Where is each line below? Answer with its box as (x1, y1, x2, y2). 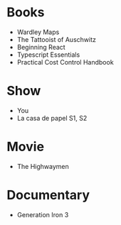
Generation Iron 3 (16, 210, 69, 219)
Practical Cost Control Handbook (16, 57, 115, 66)
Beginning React (16, 43, 65, 51)
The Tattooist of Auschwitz (16, 35, 97, 43)
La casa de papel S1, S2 (16, 114, 88, 122)
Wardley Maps (16, 28, 60, 36)
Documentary (6, 187, 90, 203)
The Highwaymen (16, 162, 69, 170)
